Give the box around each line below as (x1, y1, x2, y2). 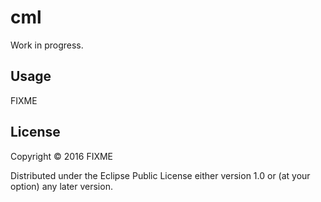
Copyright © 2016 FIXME (10, 150, 114, 162)
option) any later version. (10, 180, 113, 192)
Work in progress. (10, 39, 84, 51)
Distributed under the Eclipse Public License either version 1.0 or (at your (10, 169, 311, 181)
